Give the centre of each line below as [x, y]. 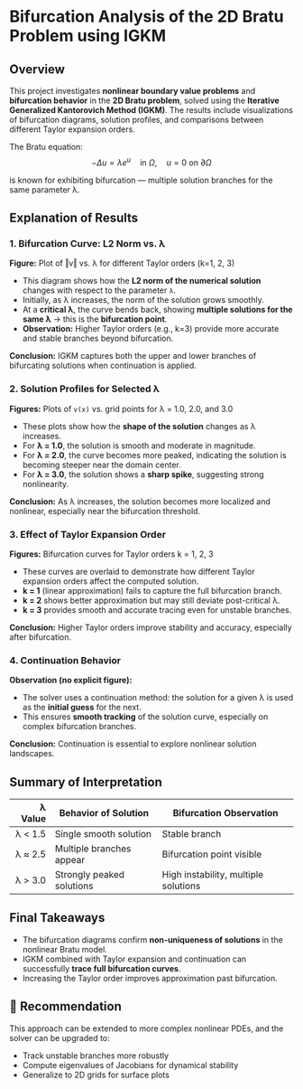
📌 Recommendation [65, 1006]
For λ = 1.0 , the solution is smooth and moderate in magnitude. [139, 446]
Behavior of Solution [104, 813]
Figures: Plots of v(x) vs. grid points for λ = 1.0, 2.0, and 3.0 [121, 408]
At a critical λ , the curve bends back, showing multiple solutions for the [157, 310]
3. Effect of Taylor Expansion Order [88, 534]
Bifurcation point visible [212, 854]
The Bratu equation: [46, 147]
